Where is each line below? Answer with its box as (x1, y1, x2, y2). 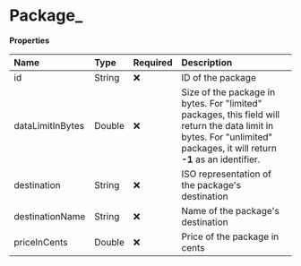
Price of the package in (181, 230, 279, 243)
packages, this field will (181, 108, 280, 121)
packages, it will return (181, 142, 278, 154)
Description (181, 56, 233, 68)
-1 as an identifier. (181, 153, 261, 166)
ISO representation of (181, 167, 271, 180)
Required (133, 56, 173, 68)
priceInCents (13, 236, 69, 248)
